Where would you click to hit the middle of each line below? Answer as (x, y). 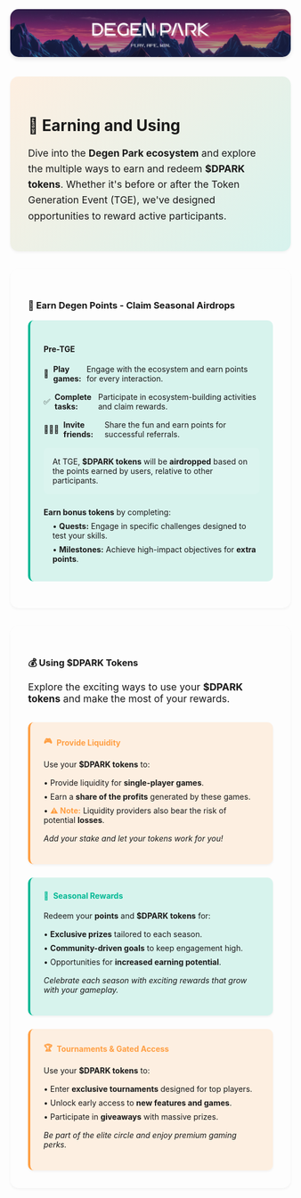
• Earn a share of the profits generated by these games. (147, 796)
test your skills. (80, 535)
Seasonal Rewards (88, 895)
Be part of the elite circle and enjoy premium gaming (140, 1136)
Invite (74, 424)
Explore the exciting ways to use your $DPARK (135, 687)
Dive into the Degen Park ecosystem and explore (142, 153)
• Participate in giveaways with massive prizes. (131, 1117)
